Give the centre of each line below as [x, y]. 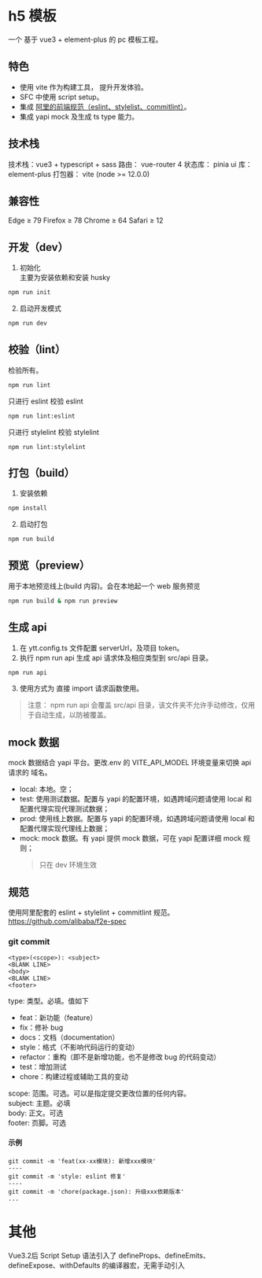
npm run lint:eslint [42, 416]
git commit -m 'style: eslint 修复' [67, 1177]
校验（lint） [37, 350]
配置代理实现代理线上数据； [65, 829]
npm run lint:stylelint [47, 447]
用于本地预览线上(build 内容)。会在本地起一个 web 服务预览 [104, 586]
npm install [28, 508]
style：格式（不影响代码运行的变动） [79, 1048]
